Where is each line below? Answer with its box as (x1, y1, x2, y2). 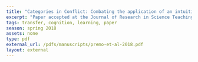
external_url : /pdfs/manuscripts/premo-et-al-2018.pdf (6, 42, 144, 48)
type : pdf (6, 36, 31, 42)
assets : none (6, 31, 38, 37)
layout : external (6, 47, 49, 53)
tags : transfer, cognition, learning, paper (6, 19, 117, 25)
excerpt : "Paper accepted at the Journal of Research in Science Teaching (6, 14, 194, 20)
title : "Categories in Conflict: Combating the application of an (6, 8, 173, 15)
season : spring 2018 (6, 25, 57, 31)
